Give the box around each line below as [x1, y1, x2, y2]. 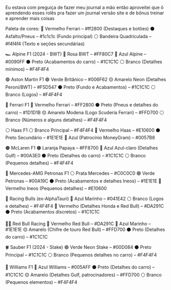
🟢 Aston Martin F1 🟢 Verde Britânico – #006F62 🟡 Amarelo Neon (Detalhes [5, 77, 166, 82]
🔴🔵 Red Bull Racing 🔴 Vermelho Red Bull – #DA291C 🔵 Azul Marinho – [5, 221, 151, 227]
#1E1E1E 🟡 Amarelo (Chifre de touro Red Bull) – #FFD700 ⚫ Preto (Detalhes [5, 226, 165, 232]
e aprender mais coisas [5, 15, 55, 21]
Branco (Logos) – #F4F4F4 [5, 92, 62, 97]
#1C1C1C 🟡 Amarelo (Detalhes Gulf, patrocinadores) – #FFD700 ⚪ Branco [5, 272, 162, 278]
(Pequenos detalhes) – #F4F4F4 [5, 160, 74, 166]
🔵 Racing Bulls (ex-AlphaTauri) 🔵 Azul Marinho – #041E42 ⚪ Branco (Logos [5, 195, 164, 202]
